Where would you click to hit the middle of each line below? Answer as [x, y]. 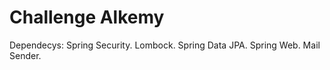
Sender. [25, 55]
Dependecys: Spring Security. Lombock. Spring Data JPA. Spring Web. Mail [165, 45]
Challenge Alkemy [87, 17]
